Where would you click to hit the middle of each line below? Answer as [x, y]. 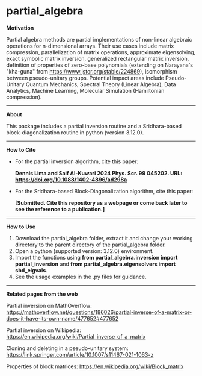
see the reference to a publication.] [60, 209]
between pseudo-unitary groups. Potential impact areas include [85, 78]
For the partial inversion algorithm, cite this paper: [77, 161]
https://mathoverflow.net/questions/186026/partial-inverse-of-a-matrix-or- [99, 312]
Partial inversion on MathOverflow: [49, 305]
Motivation [20, 28]
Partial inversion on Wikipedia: [44, 330]
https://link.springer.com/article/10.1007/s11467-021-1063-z [80, 354]
